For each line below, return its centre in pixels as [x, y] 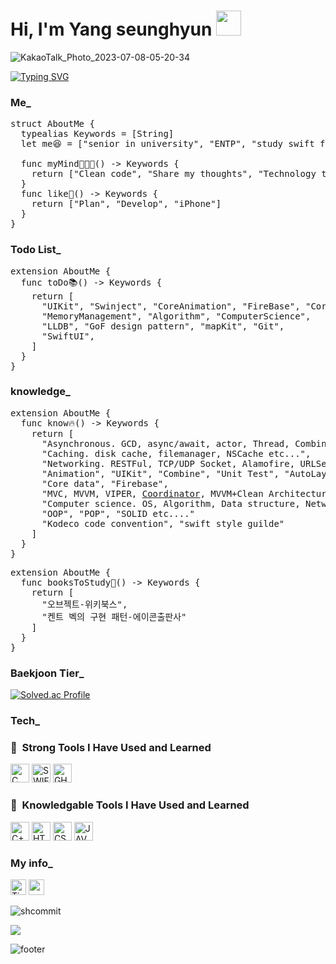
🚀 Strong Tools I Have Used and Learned [111, 747]
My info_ [31, 863]
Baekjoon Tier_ [47, 673]
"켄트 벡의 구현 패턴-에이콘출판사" [114, 616]
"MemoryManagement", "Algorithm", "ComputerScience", [176, 316]
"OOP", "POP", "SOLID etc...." [118, 513]
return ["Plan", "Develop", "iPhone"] [126, 204]
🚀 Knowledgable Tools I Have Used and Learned [130, 805]
